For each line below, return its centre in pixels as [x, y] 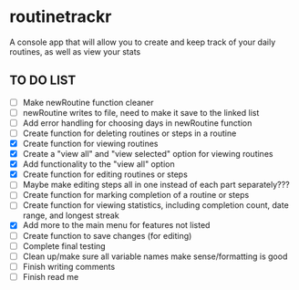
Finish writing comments [69, 266]
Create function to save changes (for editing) [107, 235]
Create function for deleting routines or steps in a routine [129, 133]
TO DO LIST [43, 81]
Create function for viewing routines [90, 144]
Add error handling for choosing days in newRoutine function [137, 123]
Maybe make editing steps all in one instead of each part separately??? [156, 185]
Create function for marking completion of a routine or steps [136, 195]
